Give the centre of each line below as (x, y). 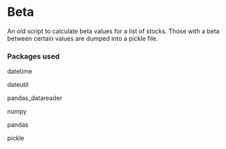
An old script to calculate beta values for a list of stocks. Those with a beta (113, 31)
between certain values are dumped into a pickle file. (83, 38)
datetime (20, 71)
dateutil (18, 85)
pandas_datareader (35, 98)
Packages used (34, 56)
